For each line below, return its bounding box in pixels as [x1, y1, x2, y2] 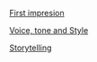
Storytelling [9, 42, 52, 53]
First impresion [9, 8, 65, 18]
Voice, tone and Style [9, 25, 89, 35]
